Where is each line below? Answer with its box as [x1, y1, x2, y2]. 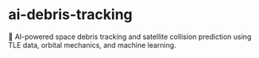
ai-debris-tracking [8, 6, 133, 24]
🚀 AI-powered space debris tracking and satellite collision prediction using [8, 32, 252, 41]
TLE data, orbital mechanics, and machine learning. [8, 40, 176, 49]
